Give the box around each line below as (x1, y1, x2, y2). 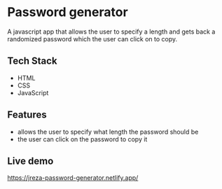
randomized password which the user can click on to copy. (7, 34, 178, 43)
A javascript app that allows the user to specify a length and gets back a (7, 27, 216, 36)
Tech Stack (7, 55, 57, 67)
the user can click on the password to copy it (17, 134, 148, 143)
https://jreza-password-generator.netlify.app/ (7, 174, 139, 182)
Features (7, 109, 47, 121)
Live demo (7, 155, 54, 167)
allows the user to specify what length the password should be (17, 127, 199, 136)
